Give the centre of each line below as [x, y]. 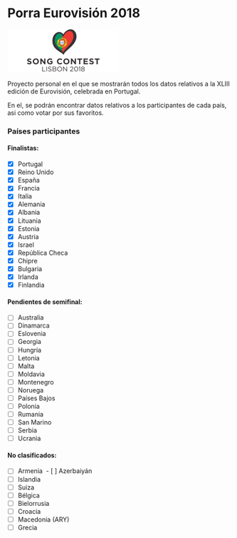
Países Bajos [36, 398]
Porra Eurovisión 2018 [74, 13]
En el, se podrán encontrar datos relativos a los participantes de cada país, [117, 105]
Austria [28, 236]
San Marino [35, 422]
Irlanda [28, 277]
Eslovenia [32, 334]
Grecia [27, 527]
